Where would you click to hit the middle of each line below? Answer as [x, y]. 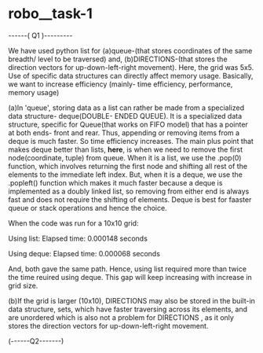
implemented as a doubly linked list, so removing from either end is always [129, 191]
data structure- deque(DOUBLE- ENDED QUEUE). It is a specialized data [125, 116]
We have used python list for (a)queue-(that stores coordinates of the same [130, 50]
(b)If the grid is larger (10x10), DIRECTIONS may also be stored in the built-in [131, 300]
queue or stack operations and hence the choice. [88, 208]
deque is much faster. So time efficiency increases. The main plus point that [131, 141]
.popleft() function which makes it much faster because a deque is [115, 182]
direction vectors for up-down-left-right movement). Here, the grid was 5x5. [131, 67]
